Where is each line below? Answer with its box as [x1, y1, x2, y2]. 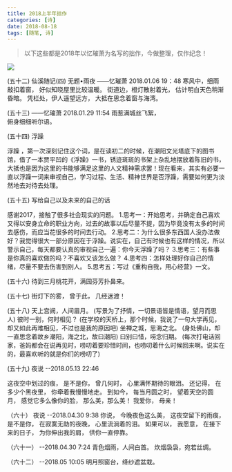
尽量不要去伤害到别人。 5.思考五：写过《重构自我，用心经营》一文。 [19, 263, 214, 271]
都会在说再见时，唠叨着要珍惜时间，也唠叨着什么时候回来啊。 [30, 341, 207, 350]
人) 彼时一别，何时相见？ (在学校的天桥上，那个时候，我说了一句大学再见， [7, 315, 221, 323]
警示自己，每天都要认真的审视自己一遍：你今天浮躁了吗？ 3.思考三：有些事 [7, 245, 220, 254]
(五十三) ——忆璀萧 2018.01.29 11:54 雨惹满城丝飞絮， [7, 108, 160, 117]
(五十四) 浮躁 [7, 132, 44, 140]
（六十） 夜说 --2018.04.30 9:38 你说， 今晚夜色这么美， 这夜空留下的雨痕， [7, 411, 225, 419]
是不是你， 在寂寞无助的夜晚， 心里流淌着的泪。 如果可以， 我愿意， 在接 [7, 419, 215, 428]
